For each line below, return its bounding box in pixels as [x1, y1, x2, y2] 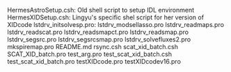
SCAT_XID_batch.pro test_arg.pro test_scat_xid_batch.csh [7, 50, 173, 58]
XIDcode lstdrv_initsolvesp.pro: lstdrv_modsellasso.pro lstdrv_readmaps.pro [7, 21, 225, 28]
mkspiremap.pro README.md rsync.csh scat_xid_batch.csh [7, 43, 179, 51]
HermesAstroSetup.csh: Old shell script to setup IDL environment [7, 6, 195, 14]
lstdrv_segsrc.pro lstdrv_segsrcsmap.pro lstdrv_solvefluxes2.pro [7, 35, 191, 44]
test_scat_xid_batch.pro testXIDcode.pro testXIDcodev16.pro [7, 57, 181, 65]
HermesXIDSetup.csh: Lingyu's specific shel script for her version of [7, 13, 204, 21]
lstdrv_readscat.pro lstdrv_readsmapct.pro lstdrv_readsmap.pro [7, 28, 189, 36]
